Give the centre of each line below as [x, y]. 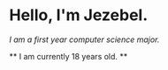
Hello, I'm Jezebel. [79, 15]
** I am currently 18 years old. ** [69, 56]
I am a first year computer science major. [84, 39]
